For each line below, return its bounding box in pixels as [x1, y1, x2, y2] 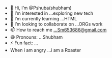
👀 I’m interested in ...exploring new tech [10, 10, 93, 16]
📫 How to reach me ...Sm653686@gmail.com [10, 27, 107, 33]
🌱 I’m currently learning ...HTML [10, 16, 77, 21]
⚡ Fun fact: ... [10, 40, 38, 46]
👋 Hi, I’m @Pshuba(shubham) [10, 5, 72, 11]
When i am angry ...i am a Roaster [10, 47, 81, 53]
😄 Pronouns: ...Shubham [10, 34, 63, 40]
